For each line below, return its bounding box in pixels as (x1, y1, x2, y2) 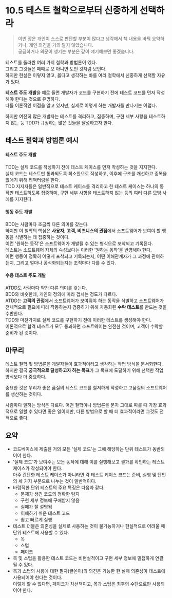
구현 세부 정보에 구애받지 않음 (20, 497, 80, 503)
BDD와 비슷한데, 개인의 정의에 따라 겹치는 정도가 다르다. (5, 291, 118, 297)
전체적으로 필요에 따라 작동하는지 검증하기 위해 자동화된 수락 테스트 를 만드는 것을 (5, 304, 167, 310)
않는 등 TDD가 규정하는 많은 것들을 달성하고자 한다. (10, 119, 113, 126)
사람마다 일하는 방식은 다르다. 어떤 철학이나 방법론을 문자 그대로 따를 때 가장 (5, 402, 158, 408)
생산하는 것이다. (10, 391, 43, 397)
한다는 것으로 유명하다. (14, 96, 61, 102)
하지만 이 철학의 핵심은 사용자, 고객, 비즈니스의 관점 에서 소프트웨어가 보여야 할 (5, 227, 161, 234)
